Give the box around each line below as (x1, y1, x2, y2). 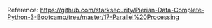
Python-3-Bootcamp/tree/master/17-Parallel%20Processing (7, 13, 180, 21)
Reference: (7, 6, 39, 14)
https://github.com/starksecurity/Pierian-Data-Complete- (40, 6, 204, 14)
